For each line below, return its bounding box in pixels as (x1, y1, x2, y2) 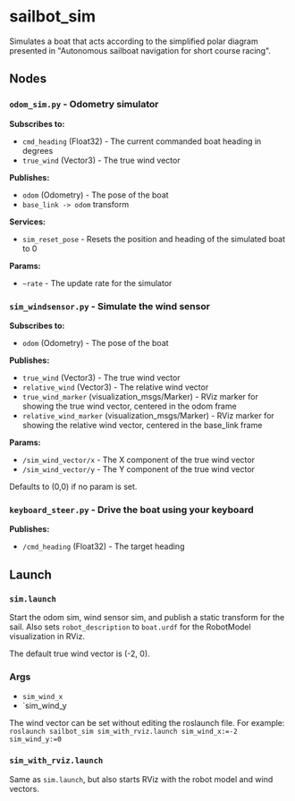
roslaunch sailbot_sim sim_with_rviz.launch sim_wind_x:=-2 (9, 727, 239, 737)
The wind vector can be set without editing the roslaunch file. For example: (9, 718, 285, 729)
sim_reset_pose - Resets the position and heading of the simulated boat (21, 233, 286, 244)
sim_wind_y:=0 (9, 735, 63, 744)
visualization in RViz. (9, 630, 85, 641)
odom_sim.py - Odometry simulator (9, 98, 159, 111)
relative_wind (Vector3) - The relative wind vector (21, 382, 209, 392)
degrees (21, 145, 54, 156)
